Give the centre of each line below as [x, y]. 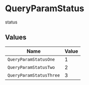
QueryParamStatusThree [34, 75]
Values [16, 37]
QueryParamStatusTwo [31, 67]
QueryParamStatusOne [31, 59]
